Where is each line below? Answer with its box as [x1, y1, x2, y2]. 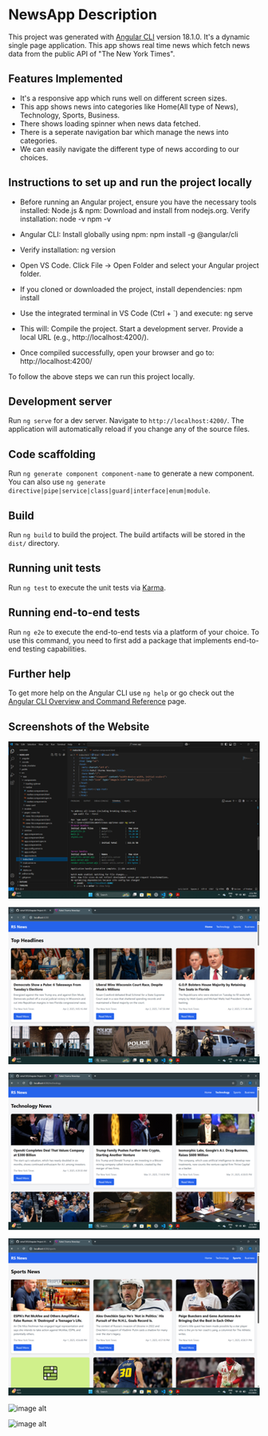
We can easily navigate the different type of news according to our [19, 144, 239, 153]
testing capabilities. [22, 644, 87, 654]
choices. [19, 152, 49, 162]
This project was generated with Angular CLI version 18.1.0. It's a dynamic [8, 32, 250, 42]
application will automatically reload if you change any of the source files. [8, 425, 250, 434]
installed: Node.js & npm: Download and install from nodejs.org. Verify [19, 205, 250, 215]
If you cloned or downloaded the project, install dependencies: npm [19, 284, 242, 294]
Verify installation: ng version [19, 245, 116, 255]
